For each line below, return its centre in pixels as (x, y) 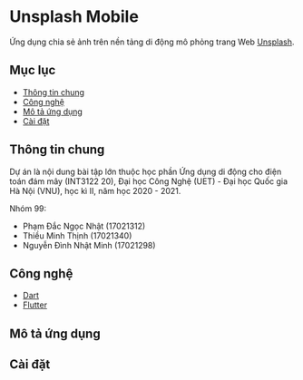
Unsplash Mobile (74, 17)
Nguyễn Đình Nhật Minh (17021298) (89, 245)
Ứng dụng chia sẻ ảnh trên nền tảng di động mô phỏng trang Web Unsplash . (152, 42)
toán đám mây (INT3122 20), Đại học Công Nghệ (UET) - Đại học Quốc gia (149, 181)
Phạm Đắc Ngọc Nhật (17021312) (84, 226)
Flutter (35, 305)
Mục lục (33, 70)
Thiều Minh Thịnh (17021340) (77, 235)
